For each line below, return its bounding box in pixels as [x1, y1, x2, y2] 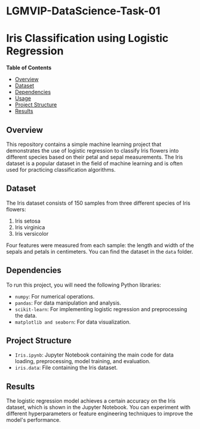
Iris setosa [14, 217, 41, 224]
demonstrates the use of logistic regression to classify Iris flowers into [6, 147, 179, 154]
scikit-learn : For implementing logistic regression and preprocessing [14, 305, 187, 312]
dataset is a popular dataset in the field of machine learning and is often [6, 160, 183, 167]
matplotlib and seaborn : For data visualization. [14, 318, 131, 325]
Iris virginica [14, 223, 45, 231]
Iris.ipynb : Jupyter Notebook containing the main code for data [14, 351, 174, 358]
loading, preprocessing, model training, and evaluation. [14, 358, 151, 365]
